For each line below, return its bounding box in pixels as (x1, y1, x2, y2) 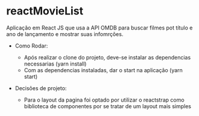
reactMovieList (6, 4, 83, 18)
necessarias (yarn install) (24, 60, 87, 67)
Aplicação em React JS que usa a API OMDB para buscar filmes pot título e (6, 24, 193, 31)
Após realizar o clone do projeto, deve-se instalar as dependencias (24, 53, 191, 61)
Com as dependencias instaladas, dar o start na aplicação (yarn (24, 66, 183, 73)
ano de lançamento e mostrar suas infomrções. (6, 30, 124, 37)
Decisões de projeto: (14, 84, 67, 91)
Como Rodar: (14, 42, 48, 49)
